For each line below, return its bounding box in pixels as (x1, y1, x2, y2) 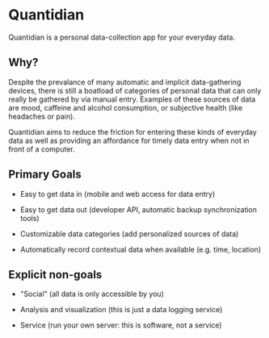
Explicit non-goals (8, 268, 103, 282)
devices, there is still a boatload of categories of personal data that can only (8, 86, 262, 95)
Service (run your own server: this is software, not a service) (19, 320, 222, 330)
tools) (19, 213, 40, 223)
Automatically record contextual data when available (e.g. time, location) (19, 244, 261, 254)
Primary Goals (8, 168, 82, 182)
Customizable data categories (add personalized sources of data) (19, 228, 239, 239)
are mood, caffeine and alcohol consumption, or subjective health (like (8, 102, 243, 112)
